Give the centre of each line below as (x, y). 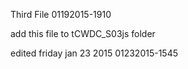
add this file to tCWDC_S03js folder (83, 33)
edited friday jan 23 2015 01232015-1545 (94, 53)
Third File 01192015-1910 (61, 14)
